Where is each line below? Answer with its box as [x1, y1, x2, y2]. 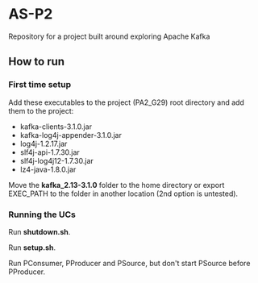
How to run [8, 55, 65, 69]
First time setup [8, 79, 72, 90]
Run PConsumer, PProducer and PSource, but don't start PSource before [8, 258, 251, 268]
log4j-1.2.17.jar [19, 139, 68, 148]
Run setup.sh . [8, 243, 56, 252]
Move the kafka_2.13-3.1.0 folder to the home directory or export [8, 180, 225, 189]
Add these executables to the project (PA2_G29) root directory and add [8, 98, 244, 107]
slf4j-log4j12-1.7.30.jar [19, 156, 94, 165]
